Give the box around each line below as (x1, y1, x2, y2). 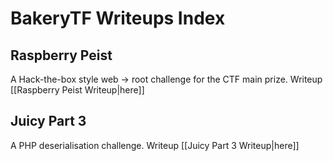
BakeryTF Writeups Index (10, 7, 226, 30)
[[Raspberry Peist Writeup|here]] (10, 84, 145, 96)
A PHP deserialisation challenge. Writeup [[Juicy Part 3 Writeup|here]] (10, 139, 300, 151)
